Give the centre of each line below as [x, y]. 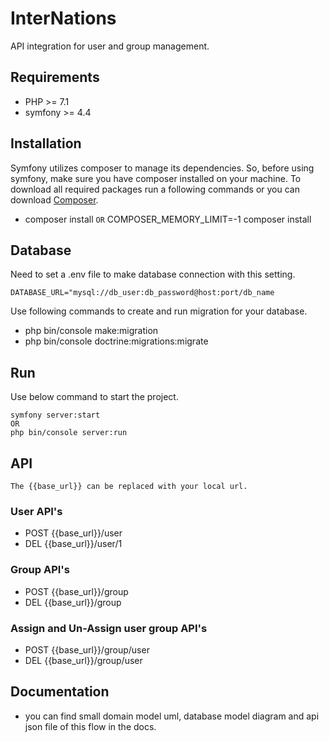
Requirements [55, 77]
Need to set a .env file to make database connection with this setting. [153, 274]
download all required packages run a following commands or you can [155, 189]
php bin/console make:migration [91, 331]
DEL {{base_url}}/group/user [83, 660]
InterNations [63, 18]
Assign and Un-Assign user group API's [109, 628]
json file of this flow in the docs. [90, 726]
